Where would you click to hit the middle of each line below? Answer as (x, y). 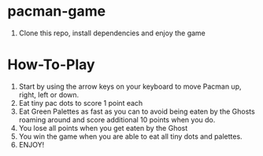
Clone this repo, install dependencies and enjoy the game (112, 33)
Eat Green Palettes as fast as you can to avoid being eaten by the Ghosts (137, 111)
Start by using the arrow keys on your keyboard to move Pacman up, (130, 86)
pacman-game (57, 11)
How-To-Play (51, 65)
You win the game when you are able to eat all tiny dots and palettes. (130, 136)
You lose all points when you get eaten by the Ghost (103, 128)
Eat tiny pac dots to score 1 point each (81, 103)
